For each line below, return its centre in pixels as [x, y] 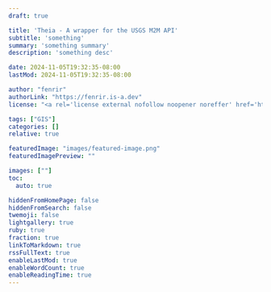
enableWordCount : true [46, 268]
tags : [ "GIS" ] [32, 119]
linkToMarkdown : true [45, 245]
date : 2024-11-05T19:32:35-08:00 [65, 68]
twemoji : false [34, 215]
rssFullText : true [39, 252]
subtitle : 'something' [46, 38]
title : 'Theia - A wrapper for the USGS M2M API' [94, 30]
